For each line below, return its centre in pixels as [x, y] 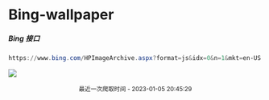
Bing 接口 [24, 38]
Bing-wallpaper [61, 15]
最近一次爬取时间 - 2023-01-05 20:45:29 [135, 90]
